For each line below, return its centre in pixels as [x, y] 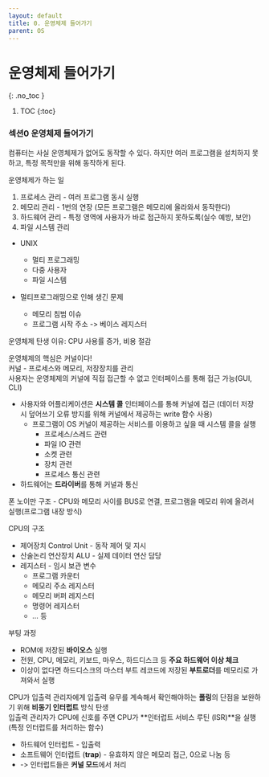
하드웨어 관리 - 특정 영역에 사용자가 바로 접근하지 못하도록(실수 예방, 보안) [135, 217]
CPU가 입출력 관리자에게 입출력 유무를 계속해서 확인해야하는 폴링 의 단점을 [124, 697]
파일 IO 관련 [63, 444]
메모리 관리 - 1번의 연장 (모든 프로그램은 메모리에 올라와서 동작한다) [125, 207]
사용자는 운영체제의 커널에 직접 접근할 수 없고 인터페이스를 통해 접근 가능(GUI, [130, 378]
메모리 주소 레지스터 [63, 585]
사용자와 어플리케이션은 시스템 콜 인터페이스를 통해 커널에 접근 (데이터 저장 [137, 403]
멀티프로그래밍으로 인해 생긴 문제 [71, 296]
